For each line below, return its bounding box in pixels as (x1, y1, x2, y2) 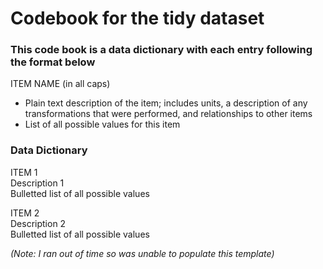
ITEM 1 (10, 166, 38, 178)
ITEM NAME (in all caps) (10, 78, 111, 90)
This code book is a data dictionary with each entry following (10, 43, 313, 57)
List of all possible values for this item (24, 118, 181, 131)
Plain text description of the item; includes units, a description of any (24, 97, 308, 109)
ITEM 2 (10, 207, 40, 219)
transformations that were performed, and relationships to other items (24, 108, 313, 120)
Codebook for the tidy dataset (10, 7, 265, 30)
